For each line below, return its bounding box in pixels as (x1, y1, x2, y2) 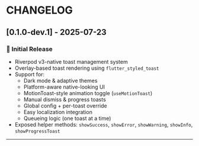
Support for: (14, 70, 45, 77)
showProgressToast (14, 128, 60, 134)
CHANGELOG (6, 4, 73, 17)
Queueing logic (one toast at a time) (23, 115, 111, 122)
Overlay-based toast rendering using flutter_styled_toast (14, 64, 159, 72)
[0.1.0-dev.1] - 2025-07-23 (6, 27, 107, 37)
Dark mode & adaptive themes (23, 77, 98, 84)
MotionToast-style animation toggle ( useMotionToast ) (23, 89, 153, 96)
